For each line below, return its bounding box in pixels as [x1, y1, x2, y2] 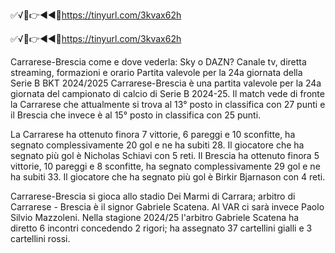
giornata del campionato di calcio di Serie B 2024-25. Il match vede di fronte [10, 88, 325, 99]
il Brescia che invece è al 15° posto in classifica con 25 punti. [10, 109, 262, 121]
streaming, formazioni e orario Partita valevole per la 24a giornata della [10, 67, 303, 78]
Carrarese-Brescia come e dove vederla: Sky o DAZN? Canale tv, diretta [10, 56, 307, 68]
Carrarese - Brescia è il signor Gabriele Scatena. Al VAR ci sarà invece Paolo [10, 201, 325, 213]
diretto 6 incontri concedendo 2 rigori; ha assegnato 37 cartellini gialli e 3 [10, 222, 313, 234]
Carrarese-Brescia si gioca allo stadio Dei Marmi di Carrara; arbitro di [10, 190, 296, 202]
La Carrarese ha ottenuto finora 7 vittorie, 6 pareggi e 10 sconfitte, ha [10, 129, 296, 140]
